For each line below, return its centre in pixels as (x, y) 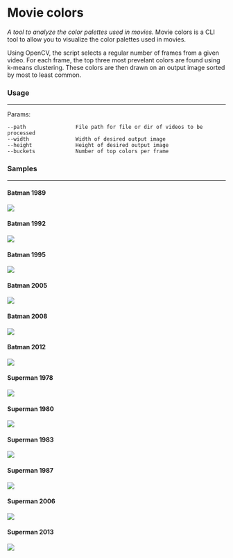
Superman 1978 (30, 378)
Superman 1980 (31, 409)
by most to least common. (44, 75)
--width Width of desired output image (87, 139)
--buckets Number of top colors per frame (88, 151)
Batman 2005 (27, 285)
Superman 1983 (31, 439)
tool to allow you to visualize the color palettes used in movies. (96, 39)
